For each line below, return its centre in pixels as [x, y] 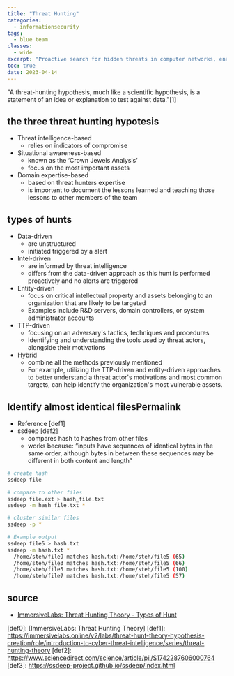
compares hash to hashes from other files [88, 438]
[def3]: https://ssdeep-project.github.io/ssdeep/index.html [91, 665]
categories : [24, 20]
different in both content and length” [80, 460]
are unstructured [52, 244]
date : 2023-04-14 [32, 72]
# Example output [32, 537]
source [23, 598]
